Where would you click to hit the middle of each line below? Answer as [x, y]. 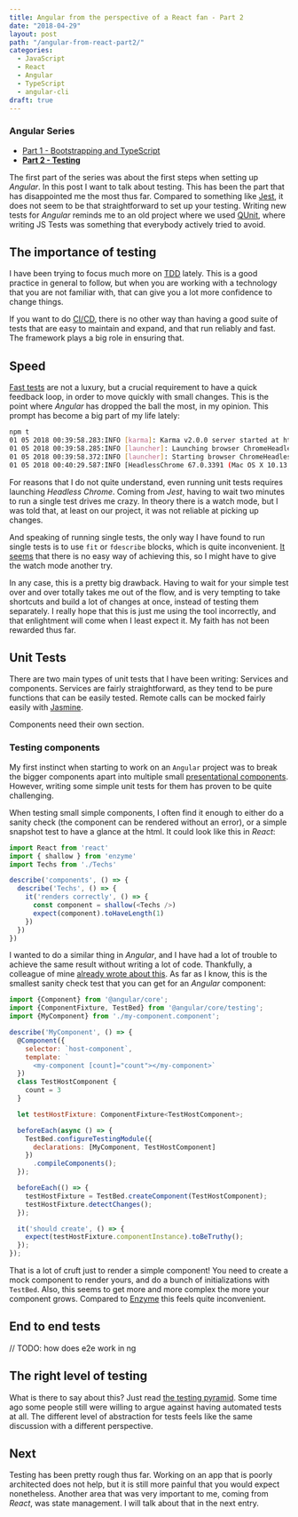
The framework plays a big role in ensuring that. [97, 338]
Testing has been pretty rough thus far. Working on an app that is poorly [141, 1475]
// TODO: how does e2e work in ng [73, 1348]
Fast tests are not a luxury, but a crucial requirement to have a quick [133, 387]
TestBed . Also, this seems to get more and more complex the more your [139, 1289]
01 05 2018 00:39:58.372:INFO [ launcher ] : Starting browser [123, 457]
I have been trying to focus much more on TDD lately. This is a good [133, 274]
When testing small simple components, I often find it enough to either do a [146, 812]
